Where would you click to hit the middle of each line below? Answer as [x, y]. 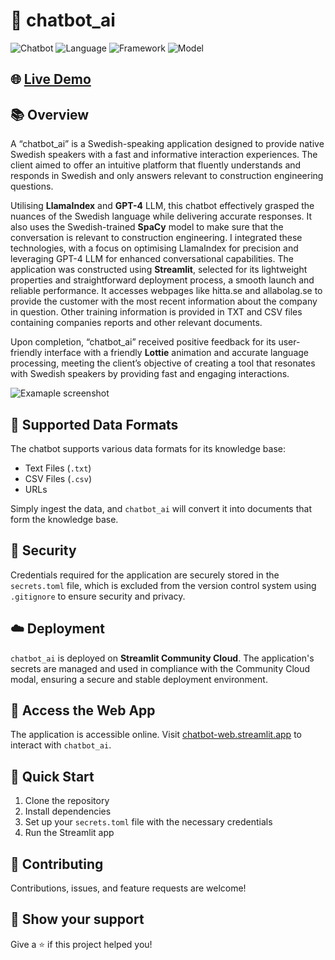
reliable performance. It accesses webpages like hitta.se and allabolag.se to [166, 291]
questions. [32, 186]
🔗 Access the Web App [83, 710]
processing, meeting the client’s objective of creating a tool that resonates [163, 363]
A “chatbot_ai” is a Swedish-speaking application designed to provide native [167, 144]
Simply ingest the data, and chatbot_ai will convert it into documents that [161, 508]
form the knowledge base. [64, 519]
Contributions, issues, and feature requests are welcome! [128, 888]
